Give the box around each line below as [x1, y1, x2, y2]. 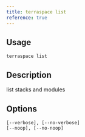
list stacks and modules [6, 86, 66, 93]
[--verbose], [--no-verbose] [6, 119, 80, 125]
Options [6, 104, 38, 114]
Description [6, 69, 52, 80]
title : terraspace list [6, 9, 67, 15]
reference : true [6, 15, 47, 21]
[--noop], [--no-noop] [6, 125, 64, 131]
